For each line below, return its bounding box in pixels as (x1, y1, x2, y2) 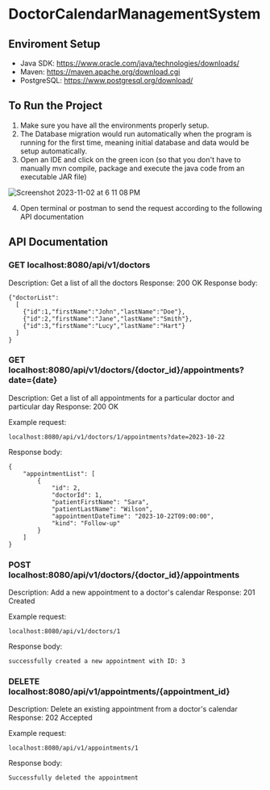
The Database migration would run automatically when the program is (19, 128, 252, 138)
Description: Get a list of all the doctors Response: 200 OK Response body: (8, 278, 258, 288)
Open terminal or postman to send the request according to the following (19, 203, 263, 212)
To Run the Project (8, 99, 103, 113)
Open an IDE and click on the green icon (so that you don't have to (19, 154, 242, 164)
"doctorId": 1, (51, 490, 103, 499)
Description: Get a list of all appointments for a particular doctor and (8, 393, 235, 402)
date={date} (8, 375, 58, 386)
